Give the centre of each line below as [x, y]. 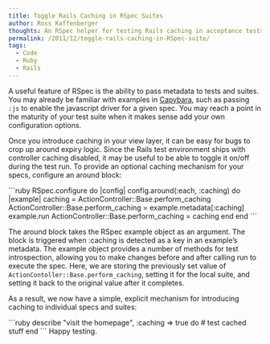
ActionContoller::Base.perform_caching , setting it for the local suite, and [129, 274]
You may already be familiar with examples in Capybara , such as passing [129, 99]
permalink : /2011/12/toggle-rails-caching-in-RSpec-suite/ [109, 38]
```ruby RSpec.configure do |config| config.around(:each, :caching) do [125, 190]
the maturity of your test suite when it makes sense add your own [117, 117]
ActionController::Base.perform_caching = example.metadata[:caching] [127, 207]
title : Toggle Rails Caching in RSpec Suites [86, 16]
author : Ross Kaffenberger [53, 23]
